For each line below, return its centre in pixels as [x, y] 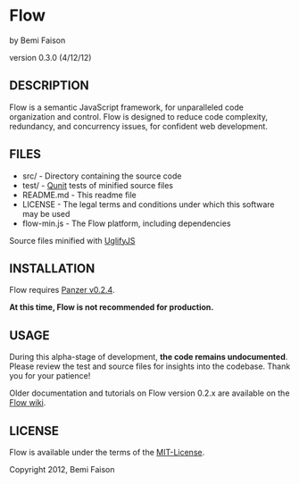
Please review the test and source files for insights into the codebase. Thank [150, 366]
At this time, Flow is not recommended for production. [112, 307]
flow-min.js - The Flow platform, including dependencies [126, 223]
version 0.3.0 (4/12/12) [50, 57]
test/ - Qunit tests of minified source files [98, 185]
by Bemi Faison [37, 40]
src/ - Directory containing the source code [102, 176]
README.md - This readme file [79, 195]
